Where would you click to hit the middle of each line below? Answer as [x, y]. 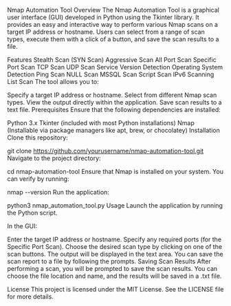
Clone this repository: [38, 138]
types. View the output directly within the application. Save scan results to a [114, 102]
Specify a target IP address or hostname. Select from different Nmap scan [112, 95]
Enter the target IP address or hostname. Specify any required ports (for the [114, 239]
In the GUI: [22, 226]
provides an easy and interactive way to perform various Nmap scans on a [113, 24]
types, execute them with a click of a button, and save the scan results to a [113, 39]
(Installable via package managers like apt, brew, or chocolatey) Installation [113, 130]
